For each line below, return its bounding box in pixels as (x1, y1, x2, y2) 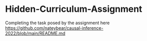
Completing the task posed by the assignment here (5, 20, 110, 26)
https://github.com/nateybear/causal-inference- (5, 25, 103, 31)
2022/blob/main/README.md (5, 30, 66, 36)
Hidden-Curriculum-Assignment (5, 3, 143, 15)
